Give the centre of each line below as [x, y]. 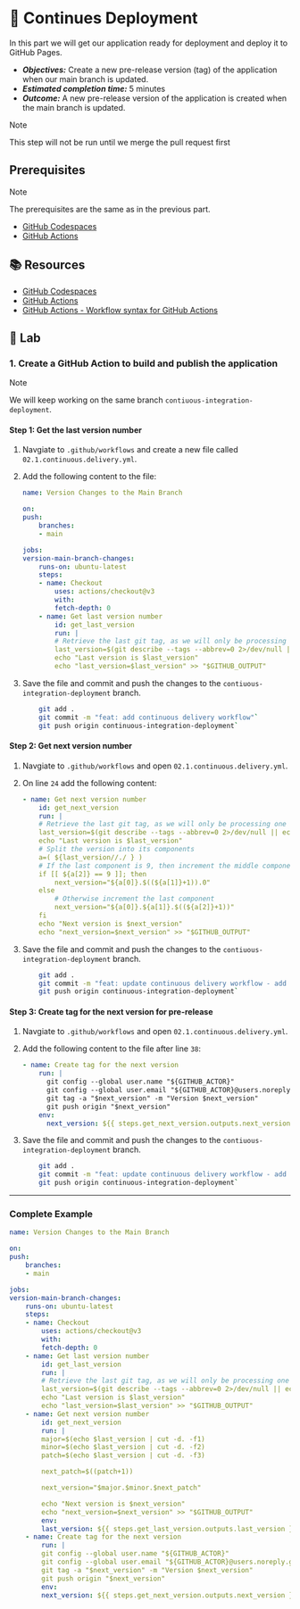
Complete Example [51, 1215]
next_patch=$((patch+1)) [87, 1472]
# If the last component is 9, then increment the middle [149, 866]
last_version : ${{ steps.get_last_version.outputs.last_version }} [169, 1529]
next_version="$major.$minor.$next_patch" [121, 1488]
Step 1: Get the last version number [76, 430]
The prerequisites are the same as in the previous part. [110, 209]
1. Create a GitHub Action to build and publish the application [144, 363]
